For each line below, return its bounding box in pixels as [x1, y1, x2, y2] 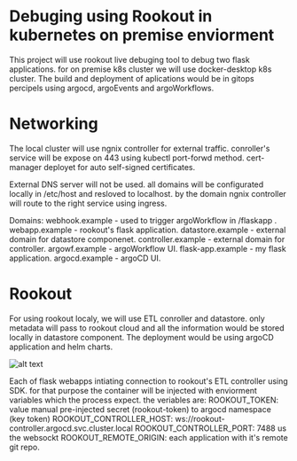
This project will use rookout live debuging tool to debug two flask [9, 54, 250, 65]
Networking [9, 113, 99, 134]
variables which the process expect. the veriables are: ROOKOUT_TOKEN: [9, 395, 279, 405]
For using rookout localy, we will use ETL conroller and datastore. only [9, 313, 266, 324]
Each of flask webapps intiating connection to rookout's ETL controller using [9, 375, 288, 387]
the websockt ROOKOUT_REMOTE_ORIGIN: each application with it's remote [9, 432, 288, 442]
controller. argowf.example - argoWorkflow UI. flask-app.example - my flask [9, 243, 286, 254]
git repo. [9, 441, 40, 452]
